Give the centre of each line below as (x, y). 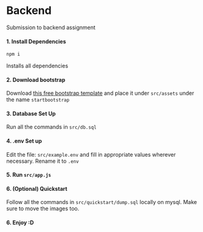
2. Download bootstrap (36, 80)
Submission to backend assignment (51, 27)
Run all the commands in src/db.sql (52, 127)
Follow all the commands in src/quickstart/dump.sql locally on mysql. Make (102, 202)
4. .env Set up (24, 141)
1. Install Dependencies (36, 41)
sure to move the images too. (43, 209)
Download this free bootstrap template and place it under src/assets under (100, 93)
